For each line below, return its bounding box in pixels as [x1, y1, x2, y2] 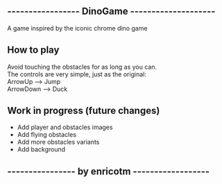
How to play [7, 44, 60, 56]
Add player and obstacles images [17, 123, 113, 131]
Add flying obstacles [17, 131, 77, 139]
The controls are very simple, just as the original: [7, 69, 147, 78]
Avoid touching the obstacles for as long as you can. [7, 62, 157, 71]
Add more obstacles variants [17, 138, 100, 147]
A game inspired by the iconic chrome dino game [7, 24, 148, 32]
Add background [17, 145, 66, 153]
